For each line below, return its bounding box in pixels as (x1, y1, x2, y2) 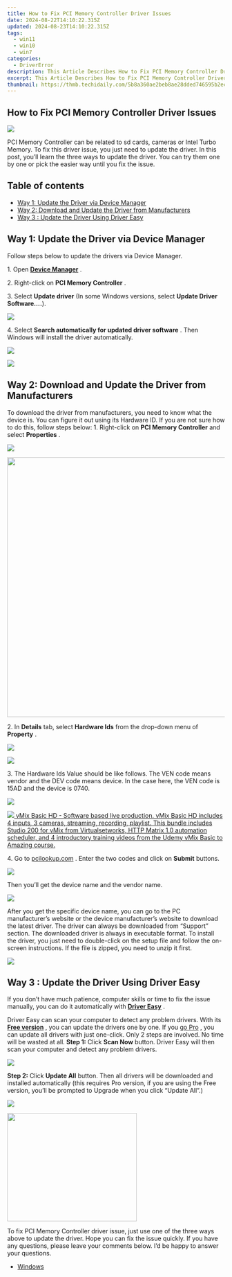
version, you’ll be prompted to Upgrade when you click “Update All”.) (7, 1087, 204, 1095)
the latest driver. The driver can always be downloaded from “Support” (7, 922, 209, 930)
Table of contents (7, 180, 84, 192)
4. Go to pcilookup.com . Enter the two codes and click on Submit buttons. (7, 854, 220, 862)
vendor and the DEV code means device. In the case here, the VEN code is (7, 776, 220, 785)
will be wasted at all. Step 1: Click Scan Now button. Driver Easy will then (7, 1038, 215, 1046)
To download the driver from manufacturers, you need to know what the (7, 408, 213, 416)
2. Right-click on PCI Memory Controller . (7, 278, 126, 287)
